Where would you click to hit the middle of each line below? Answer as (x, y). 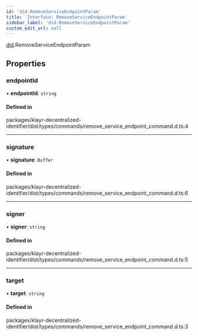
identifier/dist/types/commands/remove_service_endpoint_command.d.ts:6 (97, 193)
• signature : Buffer (30, 160)
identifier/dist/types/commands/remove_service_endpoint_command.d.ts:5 (97, 260)
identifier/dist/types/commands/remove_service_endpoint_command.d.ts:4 (97, 126)
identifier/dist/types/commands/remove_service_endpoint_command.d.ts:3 (97, 327)
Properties (26, 64)
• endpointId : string (32, 93)
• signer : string (26, 227)
